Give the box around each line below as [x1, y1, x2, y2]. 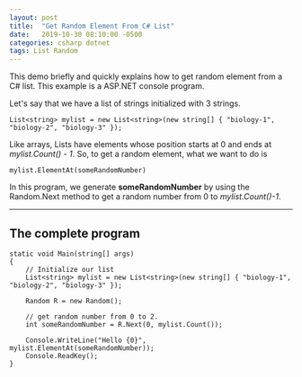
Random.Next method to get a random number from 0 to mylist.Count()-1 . [9, 191, 281, 202]
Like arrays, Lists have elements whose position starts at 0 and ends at [9, 139, 272, 150]
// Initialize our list [25, 265, 115, 274]
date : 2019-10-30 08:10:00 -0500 [9, 30, 143, 39]
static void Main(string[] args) [9, 249, 135, 259]
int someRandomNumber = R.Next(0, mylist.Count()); [25, 320, 223, 329]
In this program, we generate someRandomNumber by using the [9, 181, 250, 193]
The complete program [9, 225, 141, 241]
